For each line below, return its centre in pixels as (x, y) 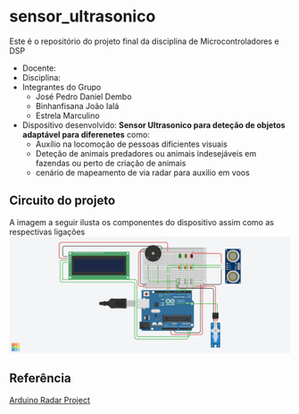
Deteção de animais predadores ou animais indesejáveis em (146, 153)
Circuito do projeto (62, 201)
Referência (40, 379)
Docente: (39, 68)
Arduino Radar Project (50, 400)
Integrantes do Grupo (62, 87)
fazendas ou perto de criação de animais (111, 163)
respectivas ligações (47, 232)
